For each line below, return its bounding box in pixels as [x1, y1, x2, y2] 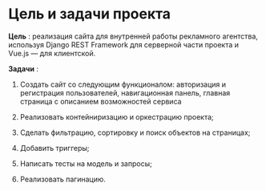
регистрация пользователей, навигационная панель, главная [19, 87, 231, 97]
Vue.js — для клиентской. [8, 48, 96, 58]
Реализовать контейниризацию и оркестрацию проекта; [19, 112, 214, 121]
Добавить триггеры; [19, 143, 90, 152]
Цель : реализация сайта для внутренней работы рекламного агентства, [8, 31, 259, 41]
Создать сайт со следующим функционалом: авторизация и [19, 79, 227, 89]
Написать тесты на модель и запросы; [19, 158, 152, 169]
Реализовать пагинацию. [19, 174, 106, 184]
